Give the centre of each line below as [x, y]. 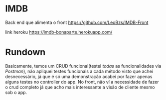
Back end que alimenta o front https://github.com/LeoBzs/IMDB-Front [77, 22]
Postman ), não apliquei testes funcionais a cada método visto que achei [79, 71]
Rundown [25, 52]
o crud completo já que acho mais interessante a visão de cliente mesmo [80, 87]
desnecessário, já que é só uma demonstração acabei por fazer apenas [79, 76]
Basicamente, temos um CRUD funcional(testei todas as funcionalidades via [83, 66]
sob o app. [16, 92]
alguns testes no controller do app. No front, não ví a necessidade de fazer [82, 82]
